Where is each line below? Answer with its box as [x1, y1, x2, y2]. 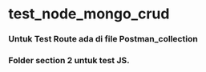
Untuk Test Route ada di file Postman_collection [8, 34, 198, 45]
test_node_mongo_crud [8, 5, 170, 23]
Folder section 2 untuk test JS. [8, 55, 130, 66]
